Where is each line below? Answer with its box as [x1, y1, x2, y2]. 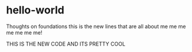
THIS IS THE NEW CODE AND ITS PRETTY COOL [6, 40, 126, 47]
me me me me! [6, 29, 43, 36]
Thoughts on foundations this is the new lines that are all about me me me [6, 23, 186, 30]
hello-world [6, 4, 65, 17]
